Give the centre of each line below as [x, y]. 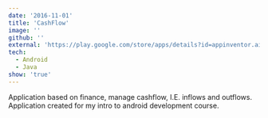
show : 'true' [30, 74]
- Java [26, 67]
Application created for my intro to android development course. [114, 105]
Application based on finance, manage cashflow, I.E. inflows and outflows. [130, 97]
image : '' [25, 30]
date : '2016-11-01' [41, 15]
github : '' [26, 38]
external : [25, 45]
